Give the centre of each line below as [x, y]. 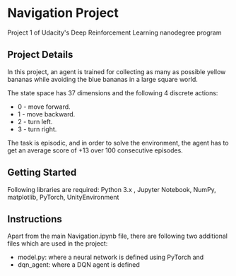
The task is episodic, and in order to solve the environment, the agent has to [118, 143]
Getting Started [42, 173]
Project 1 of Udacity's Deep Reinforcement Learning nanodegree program [114, 32]
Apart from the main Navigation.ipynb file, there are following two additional [118, 236]
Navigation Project [63, 13]
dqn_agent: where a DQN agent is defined [78, 265]
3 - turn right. [37, 129]
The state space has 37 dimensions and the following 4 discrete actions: [113, 92]
